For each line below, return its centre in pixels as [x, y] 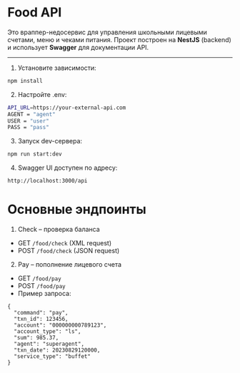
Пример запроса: [44, 293]
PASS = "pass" [29, 128]
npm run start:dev [35, 154]
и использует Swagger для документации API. [78, 47]
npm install [25, 81]
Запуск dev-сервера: [50, 141]
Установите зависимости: [57, 68]
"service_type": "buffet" [52, 357]
